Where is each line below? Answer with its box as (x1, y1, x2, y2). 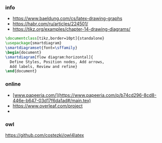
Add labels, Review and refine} (10, 64, 78, 69)
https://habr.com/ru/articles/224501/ (12, 21, 89, 27)
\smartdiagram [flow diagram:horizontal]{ (5, 54, 94, 59)
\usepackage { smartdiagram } (5, 41, 62, 46)
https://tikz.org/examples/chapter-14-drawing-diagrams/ (12, 26, 131, 32)
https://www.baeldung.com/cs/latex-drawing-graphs (12, 16, 122, 22)
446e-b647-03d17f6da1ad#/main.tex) (12, 97, 92, 103)
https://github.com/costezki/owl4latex (5, 132, 85, 138)
